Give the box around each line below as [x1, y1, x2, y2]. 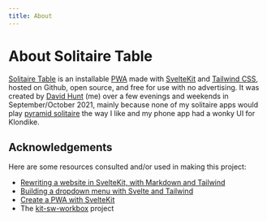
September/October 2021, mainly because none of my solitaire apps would [8, 99, 258, 110]
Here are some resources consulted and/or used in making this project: [8, 162, 247, 171]
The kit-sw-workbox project [19, 204, 114, 214]
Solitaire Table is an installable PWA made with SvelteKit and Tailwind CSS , [8, 74, 258, 84]
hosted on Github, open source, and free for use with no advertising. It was [8, 82, 260, 92]
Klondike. [8, 117, 40, 127]
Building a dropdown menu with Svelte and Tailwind [19, 186, 193, 196]
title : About [8, 11, 53, 20]
